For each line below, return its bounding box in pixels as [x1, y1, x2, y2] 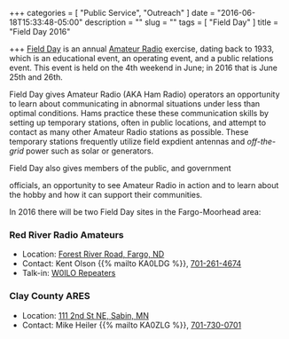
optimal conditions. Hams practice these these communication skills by [9, 108, 269, 118]
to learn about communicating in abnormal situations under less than [9, 99, 261, 109]
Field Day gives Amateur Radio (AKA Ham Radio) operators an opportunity [9, 89, 281, 99]
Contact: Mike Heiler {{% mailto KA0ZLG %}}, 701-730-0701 [21, 319, 242, 330]
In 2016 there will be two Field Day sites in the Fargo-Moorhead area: [9, 207, 262, 217]
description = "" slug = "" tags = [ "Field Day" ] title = [84, 17, 279, 28]
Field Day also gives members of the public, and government [9, 163, 232, 173]
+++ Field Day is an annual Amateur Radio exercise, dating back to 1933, [9, 43, 275, 54]
